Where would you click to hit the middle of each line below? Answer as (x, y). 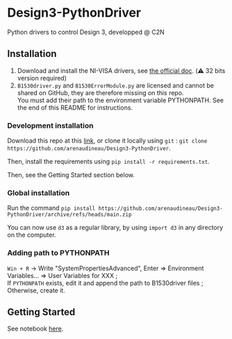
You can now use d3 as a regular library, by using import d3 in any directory (115, 228)
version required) (42, 78)
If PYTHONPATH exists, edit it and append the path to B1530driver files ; (105, 283)
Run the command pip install (51, 208)
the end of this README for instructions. (75, 107)
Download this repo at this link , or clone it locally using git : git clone (107, 141)
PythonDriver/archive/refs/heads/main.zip (69, 215)
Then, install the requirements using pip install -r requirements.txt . (108, 162)
